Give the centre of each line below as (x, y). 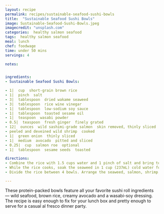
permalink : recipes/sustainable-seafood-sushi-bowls (60, 14)
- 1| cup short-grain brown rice (41, 91)
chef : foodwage (20, 46)
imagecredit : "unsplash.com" (35, 28)
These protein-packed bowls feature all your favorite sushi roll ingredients (79, 190)
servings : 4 (17, 55)
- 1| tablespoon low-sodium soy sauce (47, 109)
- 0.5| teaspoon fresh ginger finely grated (54, 122)
